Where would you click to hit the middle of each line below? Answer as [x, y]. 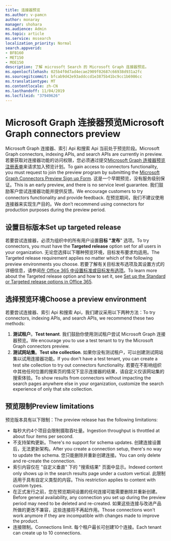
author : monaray [22, 19]
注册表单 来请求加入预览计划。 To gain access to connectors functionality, [82, 167]
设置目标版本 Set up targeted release [63, 227]
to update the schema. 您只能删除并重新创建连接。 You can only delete [87, 455]
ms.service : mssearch [28, 39]
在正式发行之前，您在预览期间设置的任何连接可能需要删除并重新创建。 [86, 491]
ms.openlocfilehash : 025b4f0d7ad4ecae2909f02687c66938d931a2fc [74, 72]
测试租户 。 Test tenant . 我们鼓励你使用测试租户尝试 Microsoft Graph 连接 [89, 334]
